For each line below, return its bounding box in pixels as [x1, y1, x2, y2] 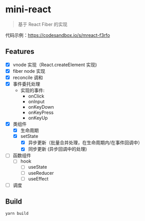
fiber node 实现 [12, 68, 45, 74]
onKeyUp [28, 115, 48, 121]
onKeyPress [28, 109, 54, 115]
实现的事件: [20, 87, 45, 93]
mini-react [5, 4, 51, 15]
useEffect [28, 175, 49, 182]
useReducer [28, 170, 54, 176]
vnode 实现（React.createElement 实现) [12, 62, 97, 68]
